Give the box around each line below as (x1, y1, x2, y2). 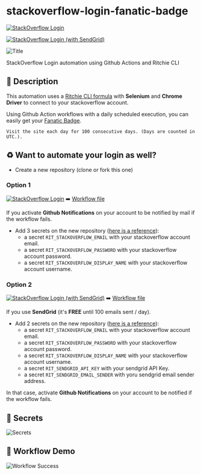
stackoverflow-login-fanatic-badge (6, 4, 188, 18)
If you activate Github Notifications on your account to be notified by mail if (6, 209, 195, 216)
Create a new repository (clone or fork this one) (14, 166, 134, 173)
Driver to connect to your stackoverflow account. (6, 99, 129, 106)
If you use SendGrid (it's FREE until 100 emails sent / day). (6, 308, 151, 316)
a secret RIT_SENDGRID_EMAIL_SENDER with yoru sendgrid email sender (23, 371, 194, 378)
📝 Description (6, 76, 58, 87)
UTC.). (6, 133, 23, 139)
